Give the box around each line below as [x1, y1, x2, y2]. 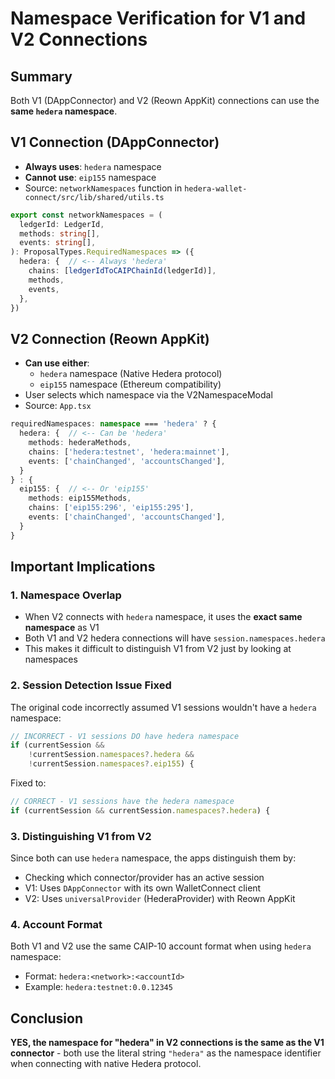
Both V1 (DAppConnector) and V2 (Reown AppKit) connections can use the [10, 95, 320, 106]
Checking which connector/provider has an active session [24, 872, 265, 884]
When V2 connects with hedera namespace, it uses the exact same [24, 611, 303, 623]
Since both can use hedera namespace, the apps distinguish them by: [10, 852, 297, 864]
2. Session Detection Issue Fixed [10, 678, 172, 692]
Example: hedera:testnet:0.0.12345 [24, 981, 173, 993]
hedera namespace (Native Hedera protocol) [39, 368, 223, 380]
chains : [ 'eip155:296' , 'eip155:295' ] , [28, 503, 195, 513]
